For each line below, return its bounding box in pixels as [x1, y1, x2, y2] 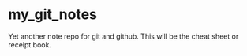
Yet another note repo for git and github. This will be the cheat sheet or [8, 32, 239, 41]
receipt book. [8, 39, 51, 49]
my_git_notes [8, 6, 97, 24]
